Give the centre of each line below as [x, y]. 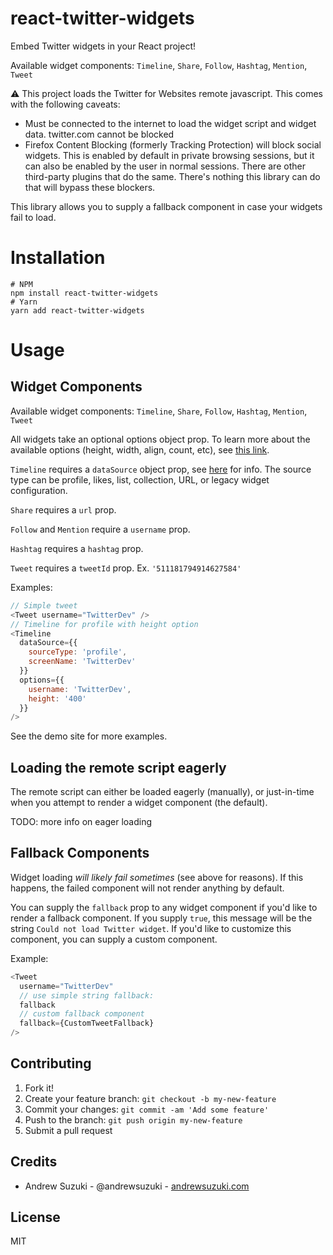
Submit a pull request [68, 1130]
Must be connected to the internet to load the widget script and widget [170, 123]
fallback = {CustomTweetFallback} [87, 1023]
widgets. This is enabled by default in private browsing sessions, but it [169, 155]
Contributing [51, 1063]
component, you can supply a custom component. [114, 939]
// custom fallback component [82, 1014]
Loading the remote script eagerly [118, 767]
